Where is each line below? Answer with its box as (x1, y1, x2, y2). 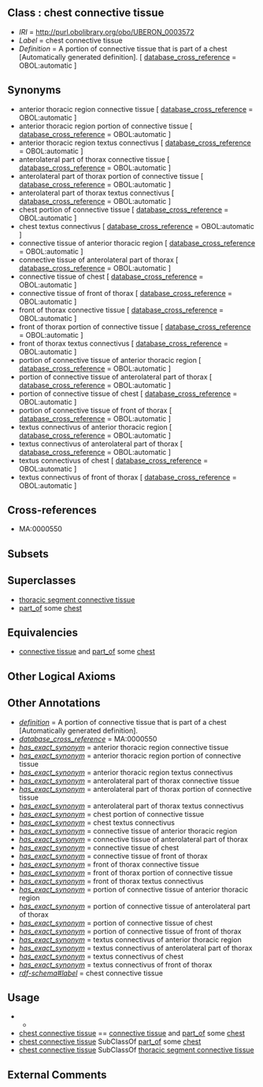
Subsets (7, 547, 49, 560)
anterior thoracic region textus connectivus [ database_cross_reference (18, 138, 251, 147)
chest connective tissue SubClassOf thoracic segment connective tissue (18, 1045, 254, 1055)
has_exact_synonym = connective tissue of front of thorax (18, 851, 208, 860)
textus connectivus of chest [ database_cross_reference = (18, 456, 209, 465)
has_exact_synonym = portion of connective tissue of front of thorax (18, 926, 242, 936)
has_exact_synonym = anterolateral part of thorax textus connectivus (18, 800, 244, 810)
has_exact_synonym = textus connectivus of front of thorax (18, 959, 213, 969)
